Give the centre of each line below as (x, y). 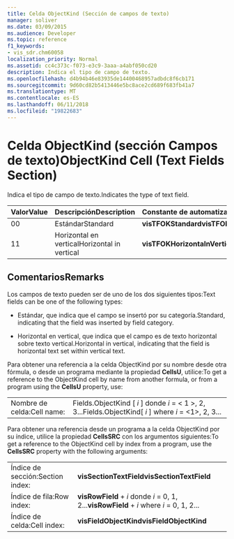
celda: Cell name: (38, 411)
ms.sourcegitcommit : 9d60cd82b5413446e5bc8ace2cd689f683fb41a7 (101, 85)
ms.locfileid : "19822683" (45, 111)
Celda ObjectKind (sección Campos (112, 146)
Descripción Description (95, 212)
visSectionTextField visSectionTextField (144, 476)
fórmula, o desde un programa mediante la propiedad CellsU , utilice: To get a (117, 371)
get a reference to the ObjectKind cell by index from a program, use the (110, 443)
